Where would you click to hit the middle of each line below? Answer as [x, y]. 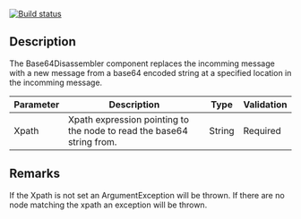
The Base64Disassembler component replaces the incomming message [142, 63]
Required [262, 131]
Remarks [35, 174]
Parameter [37, 105]
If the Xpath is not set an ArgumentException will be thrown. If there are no [147, 195]
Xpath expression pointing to [129, 119]
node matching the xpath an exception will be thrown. [108, 205]
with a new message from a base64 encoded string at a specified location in [150, 72]
